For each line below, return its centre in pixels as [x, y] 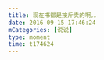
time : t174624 [31, 44]
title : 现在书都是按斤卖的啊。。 [54, 15]
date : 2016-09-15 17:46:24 [52, 23]
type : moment [29, 37]
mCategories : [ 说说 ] [40, 30]
